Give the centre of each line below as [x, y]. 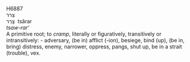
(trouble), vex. [23, 53]
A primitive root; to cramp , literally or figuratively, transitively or [84, 34]
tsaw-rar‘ [18, 27]
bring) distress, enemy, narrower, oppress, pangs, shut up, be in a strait [94, 46]
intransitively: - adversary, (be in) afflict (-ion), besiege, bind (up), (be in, [95, 40]
